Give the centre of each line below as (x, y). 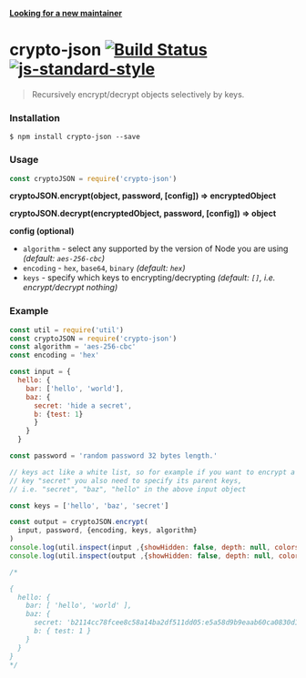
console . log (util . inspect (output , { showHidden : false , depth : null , (142, 556)
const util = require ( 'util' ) (67, 330)
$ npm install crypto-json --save (75, 137)
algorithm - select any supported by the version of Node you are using (155, 248)
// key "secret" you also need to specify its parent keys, (126, 481)
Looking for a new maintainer (66, 13)
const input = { (40, 372)
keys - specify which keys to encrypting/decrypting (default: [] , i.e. (149, 278)
